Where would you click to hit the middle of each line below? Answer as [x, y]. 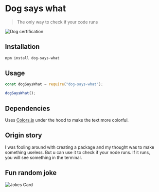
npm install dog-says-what [32, 58]
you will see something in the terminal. [44, 157]
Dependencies [27, 108]
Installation [22, 47]
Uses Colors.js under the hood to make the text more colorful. [67, 120]
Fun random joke [31, 173]
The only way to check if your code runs [57, 22]
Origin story [24, 135]
